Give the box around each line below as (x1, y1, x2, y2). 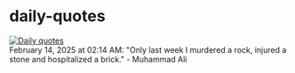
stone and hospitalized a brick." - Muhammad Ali (9, 54, 187, 64)
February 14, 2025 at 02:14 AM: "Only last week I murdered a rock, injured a (9, 44, 287, 55)
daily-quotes (9, 6, 106, 26)
